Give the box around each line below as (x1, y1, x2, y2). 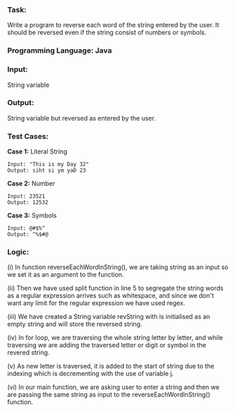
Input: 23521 (7, 193, 46, 200)
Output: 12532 (7, 199, 49, 206)
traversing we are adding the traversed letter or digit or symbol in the (7, 341, 207, 350)
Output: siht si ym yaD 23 (7, 167, 86, 174)
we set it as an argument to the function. (7, 270, 124, 279)
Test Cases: (7, 131, 49, 141)
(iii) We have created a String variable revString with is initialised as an (7, 313, 210, 321)
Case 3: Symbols (7, 212, 58, 220)
